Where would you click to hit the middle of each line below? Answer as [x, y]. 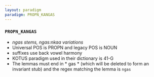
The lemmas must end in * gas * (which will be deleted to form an [81, 63]
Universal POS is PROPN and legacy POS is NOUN [65, 47]
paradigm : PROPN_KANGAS [30, 15]
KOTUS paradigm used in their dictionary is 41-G [63, 58]
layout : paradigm [23, 10]
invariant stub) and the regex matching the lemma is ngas [71, 69]
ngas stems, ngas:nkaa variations [48, 42]
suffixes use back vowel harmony [47, 53]
